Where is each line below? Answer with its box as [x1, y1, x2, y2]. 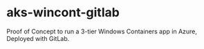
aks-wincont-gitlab [6, 5, 120, 20]
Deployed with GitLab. [6, 34, 70, 42]
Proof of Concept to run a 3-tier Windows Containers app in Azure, [6, 27, 198, 35]
